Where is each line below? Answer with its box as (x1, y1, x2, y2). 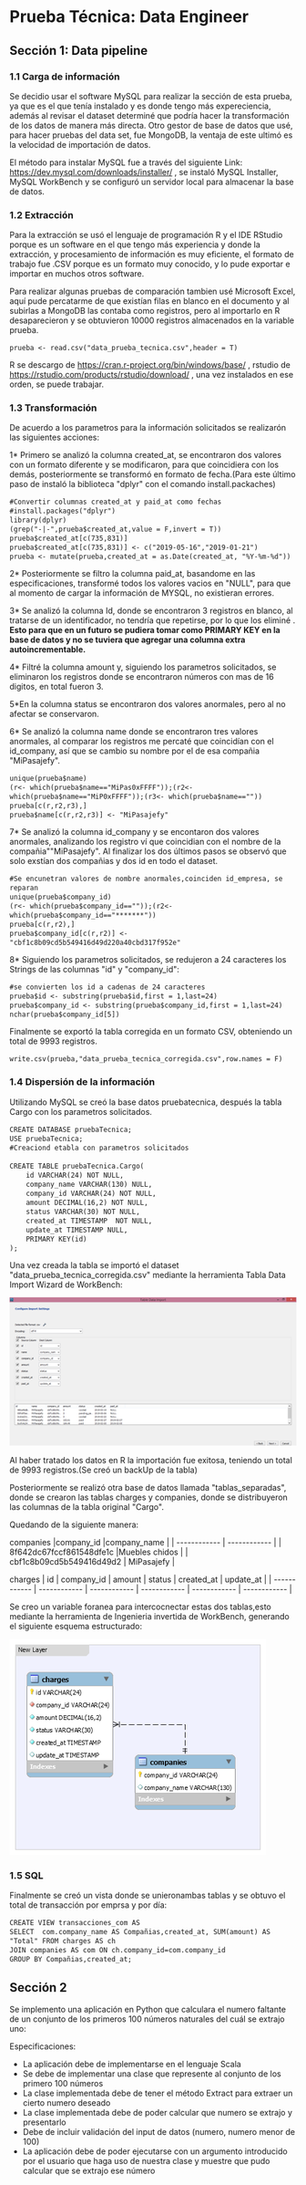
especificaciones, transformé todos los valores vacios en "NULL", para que (9, 577, 291, 589)
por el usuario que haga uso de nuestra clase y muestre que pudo (22, 2156, 270, 2166)
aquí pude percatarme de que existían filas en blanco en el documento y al (9, 296, 290, 307)
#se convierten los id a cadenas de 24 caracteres (9, 983, 206, 992)
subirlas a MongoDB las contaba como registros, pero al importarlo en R (9, 306, 280, 317)
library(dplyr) (9, 515, 67, 525)
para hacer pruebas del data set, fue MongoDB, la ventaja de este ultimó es (9, 130, 293, 140)
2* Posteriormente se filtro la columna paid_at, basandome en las (9, 568, 256, 579)
